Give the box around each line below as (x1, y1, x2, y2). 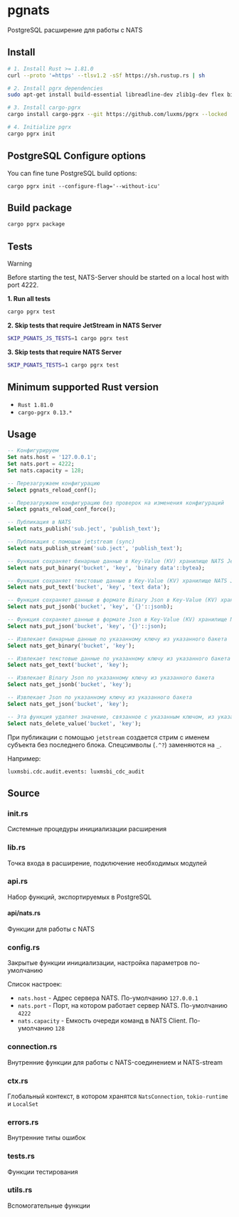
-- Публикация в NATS (7, 519, 72, 526)
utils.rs (7, 1185, 33, 1195)
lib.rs (7, 843, 26, 853)
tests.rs (7, 1152, 36, 1161)
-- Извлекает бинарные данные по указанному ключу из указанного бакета (7, 636, 228, 643)
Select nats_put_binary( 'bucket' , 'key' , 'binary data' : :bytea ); (7, 564, 205, 571)
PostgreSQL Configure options (7, 150, 147, 162)
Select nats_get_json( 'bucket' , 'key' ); (7, 700, 129, 707)
